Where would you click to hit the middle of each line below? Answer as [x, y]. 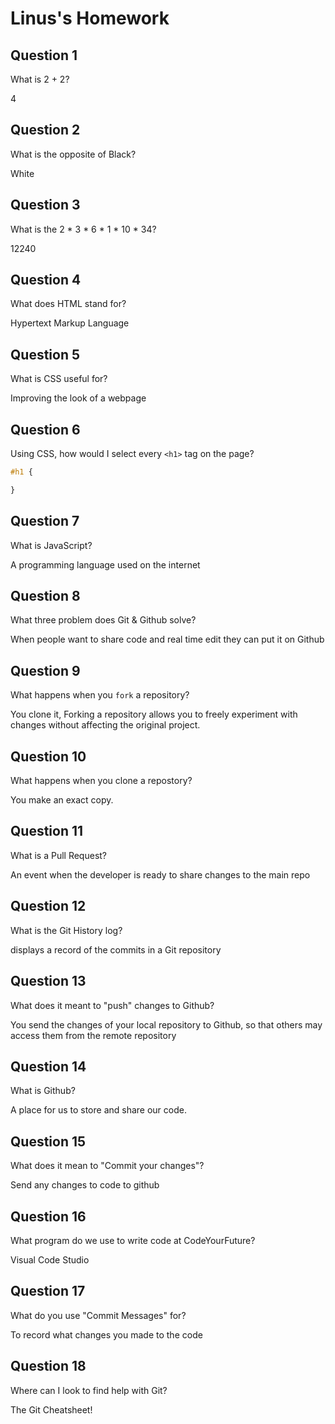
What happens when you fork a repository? [100, 695]
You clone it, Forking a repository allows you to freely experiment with [154, 714]
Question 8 [45, 596]
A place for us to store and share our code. [98, 1110]
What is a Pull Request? [59, 855]
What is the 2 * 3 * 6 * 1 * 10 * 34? [83, 229]
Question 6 [45, 429]
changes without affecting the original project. [105, 725]
